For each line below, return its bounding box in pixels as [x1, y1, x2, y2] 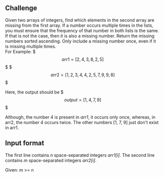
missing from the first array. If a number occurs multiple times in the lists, [5, 22, 154, 28]
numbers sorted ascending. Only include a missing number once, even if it [5, 38, 156, 44]
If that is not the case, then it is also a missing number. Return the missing [5, 33, 155, 39]
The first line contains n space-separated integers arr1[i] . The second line [5, 152, 155, 158]
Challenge [5, 4, 37, 12]
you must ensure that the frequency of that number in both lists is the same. [5, 27, 159, 34]
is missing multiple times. [5, 43, 57, 49]
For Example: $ [5, 48, 36, 54]
